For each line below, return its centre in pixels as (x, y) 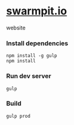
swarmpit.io (37, 11)
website (16, 28)
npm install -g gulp (32, 56)
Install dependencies (37, 43)
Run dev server (29, 76)
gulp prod (18, 116)
